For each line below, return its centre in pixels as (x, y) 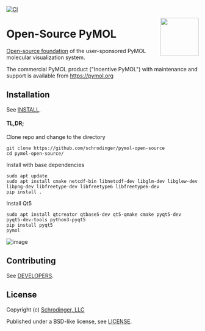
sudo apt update (27, 176)
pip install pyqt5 (30, 225)
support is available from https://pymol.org (60, 76)
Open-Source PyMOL (62, 34)
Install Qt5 (19, 203)
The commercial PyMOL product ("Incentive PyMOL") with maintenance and (102, 69)
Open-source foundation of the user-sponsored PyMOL (76, 51)
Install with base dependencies (45, 165)
